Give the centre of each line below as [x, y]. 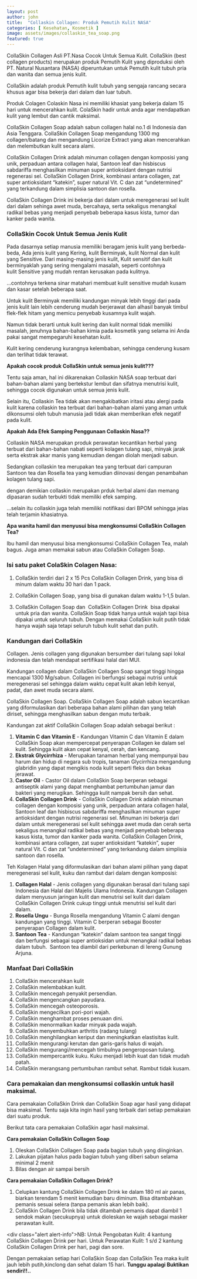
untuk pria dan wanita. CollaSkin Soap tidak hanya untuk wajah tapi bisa [102, 613]
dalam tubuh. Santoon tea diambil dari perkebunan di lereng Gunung [98, 946]
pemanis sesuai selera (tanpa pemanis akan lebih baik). [82, 1204]
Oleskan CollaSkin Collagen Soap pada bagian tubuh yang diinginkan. [99, 1150]
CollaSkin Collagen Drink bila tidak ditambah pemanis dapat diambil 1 [98, 1211]
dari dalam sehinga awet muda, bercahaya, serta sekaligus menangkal [91, 206]
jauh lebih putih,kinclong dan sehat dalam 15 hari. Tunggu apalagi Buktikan [98, 1265]
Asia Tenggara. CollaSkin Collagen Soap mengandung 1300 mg [83, 133]
